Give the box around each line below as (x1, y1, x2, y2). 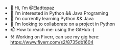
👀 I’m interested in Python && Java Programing (10, 10, 109, 16)
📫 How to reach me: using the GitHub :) (10, 27, 94, 32)
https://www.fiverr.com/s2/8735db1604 (10, 39, 93, 45)
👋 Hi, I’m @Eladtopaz (10, 5, 55, 11)
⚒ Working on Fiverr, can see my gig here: (10, 34, 100, 40)
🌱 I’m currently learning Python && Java (10, 16, 94, 21)
